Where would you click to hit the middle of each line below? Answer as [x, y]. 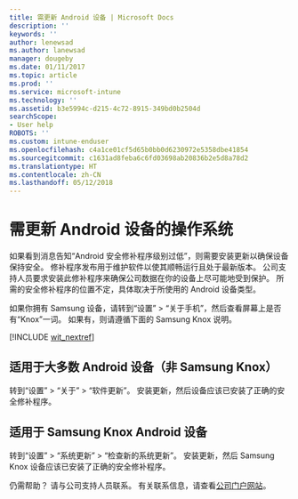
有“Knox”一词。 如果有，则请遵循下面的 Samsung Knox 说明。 [123, 319]
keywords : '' [33, 34]
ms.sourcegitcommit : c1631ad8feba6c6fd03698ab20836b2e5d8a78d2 [129, 158]
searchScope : [33, 117]
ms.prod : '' [31, 84]
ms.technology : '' [43, 100]
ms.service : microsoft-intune [65, 92]
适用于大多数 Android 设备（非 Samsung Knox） [143, 367]
